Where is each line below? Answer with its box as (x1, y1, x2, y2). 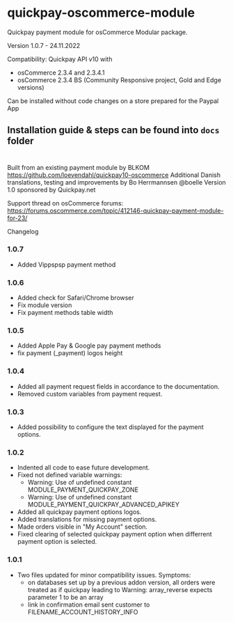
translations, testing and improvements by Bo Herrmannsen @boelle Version (7, 178, 226, 186)
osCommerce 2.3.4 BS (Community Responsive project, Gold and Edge (17, 75, 221, 84)
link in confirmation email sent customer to (27, 600, 150, 609)
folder (7, 135, 34, 147)
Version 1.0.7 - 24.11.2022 (7, 41, 81, 49)
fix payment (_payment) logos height (17, 349, 123, 357)
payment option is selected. (17, 538, 97, 546)
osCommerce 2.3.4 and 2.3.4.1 (17, 68, 105, 77)
